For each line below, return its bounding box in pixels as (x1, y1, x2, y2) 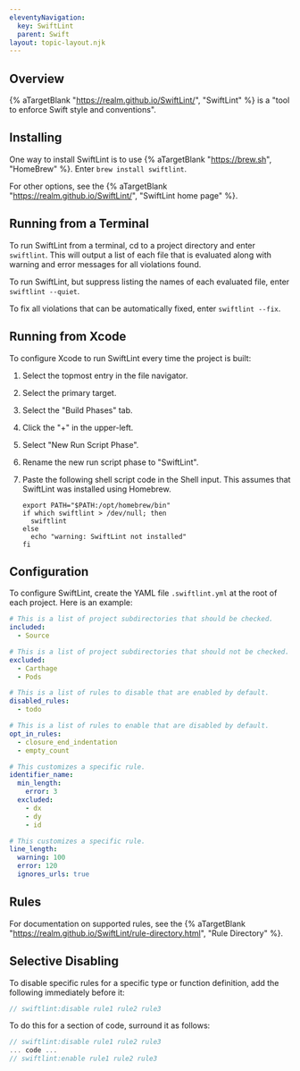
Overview (9, 71, 65, 86)
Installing (9, 131, 62, 146)
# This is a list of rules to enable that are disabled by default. (9, 721, 270, 730)
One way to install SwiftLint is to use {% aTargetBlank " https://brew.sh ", (9, 154, 272, 164)
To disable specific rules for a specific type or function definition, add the (9, 977, 279, 988)
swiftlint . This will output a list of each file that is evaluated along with (9, 249, 272, 260)
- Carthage (17, 663, 58, 673)
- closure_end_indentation (17, 738, 118, 746)
